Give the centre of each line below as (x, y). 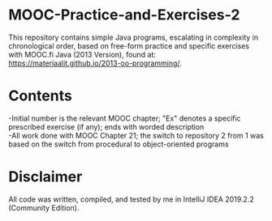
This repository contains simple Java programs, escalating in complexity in (133, 37)
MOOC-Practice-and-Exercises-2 (124, 15)
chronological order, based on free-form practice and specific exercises (129, 45)
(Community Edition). (44, 207)
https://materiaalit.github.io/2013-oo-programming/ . (95, 63)
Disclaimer (45, 177)
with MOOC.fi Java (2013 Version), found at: (82, 54)
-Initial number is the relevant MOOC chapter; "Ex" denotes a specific (125, 118)
